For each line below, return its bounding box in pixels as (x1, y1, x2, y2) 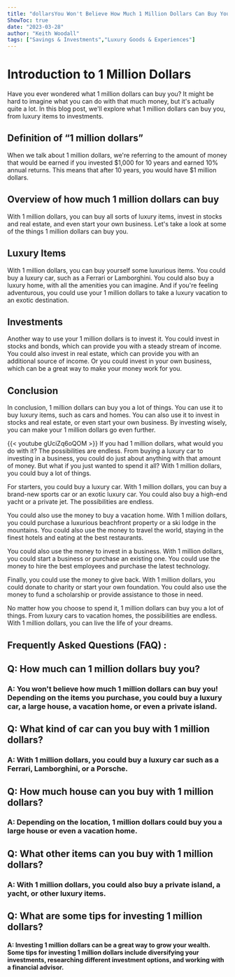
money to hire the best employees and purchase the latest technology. (7, 562, 211, 571)
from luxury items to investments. (7, 112, 104, 121)
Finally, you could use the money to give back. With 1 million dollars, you (7, 575, 215, 584)
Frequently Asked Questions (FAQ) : (7, 639, 167, 651)
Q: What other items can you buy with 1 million (7, 847, 213, 859)
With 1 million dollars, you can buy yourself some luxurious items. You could (7, 266, 226, 274)
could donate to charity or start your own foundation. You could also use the (7, 583, 227, 592)
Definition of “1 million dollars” (7, 132, 143, 144)
